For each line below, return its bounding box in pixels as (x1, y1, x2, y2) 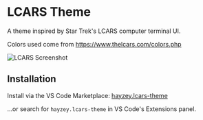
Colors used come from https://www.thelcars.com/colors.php (7, 40, 182, 48)
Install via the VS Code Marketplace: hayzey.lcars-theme (7, 91, 169, 99)
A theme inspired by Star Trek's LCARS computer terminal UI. (7, 27, 181, 35)
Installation (7, 73, 56, 85)
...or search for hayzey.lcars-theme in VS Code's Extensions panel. (7, 104, 196, 113)
